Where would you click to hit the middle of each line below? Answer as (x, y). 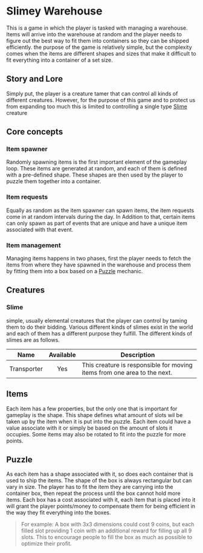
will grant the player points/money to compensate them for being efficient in (101, 506)
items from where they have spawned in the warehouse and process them (99, 265)
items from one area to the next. (127, 372)
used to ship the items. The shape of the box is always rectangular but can (99, 480)
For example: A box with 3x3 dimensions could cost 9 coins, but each (108, 525)
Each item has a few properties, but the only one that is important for (92, 409)
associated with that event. (40, 229)
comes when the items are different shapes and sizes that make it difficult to (101, 53)
